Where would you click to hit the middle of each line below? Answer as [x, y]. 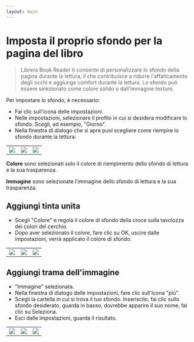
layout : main [22, 12]
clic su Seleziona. [36, 312]
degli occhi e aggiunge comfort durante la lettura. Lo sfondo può [99, 82]
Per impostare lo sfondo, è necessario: [53, 100]
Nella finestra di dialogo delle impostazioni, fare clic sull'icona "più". [97, 293]
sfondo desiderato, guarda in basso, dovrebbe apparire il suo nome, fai [101, 305]
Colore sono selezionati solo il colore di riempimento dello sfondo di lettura [97, 164]
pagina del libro [45, 53]
